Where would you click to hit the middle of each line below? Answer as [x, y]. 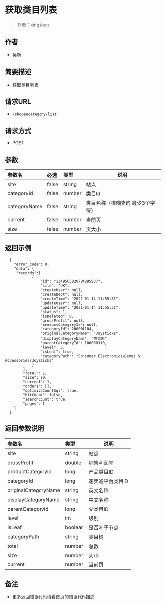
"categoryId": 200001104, [67, 329]
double [73, 462]
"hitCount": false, [43, 395]
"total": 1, [35, 373]
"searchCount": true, [45, 399]
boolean [74, 527]
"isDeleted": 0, [57, 316]
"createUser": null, [62, 290]
